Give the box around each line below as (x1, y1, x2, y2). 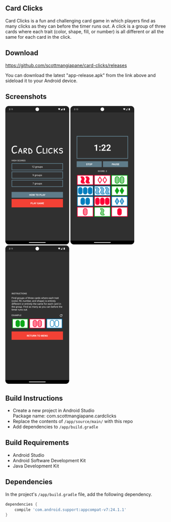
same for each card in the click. (5, 34, 71, 40)
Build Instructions (5, 394, 63, 403)
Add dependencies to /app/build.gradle (12, 424, 99, 430)
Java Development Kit (12, 463, 59, 469)
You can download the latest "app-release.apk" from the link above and (5, 72, 156, 78)
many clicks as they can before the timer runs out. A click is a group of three (5, 23, 166, 29)
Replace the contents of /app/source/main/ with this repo (12, 418, 133, 425)
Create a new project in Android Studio (12, 408, 94, 414)
